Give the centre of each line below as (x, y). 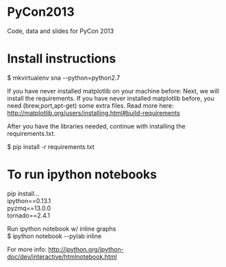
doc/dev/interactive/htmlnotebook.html (62, 256)
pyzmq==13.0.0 (29, 208)
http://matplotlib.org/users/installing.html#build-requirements (93, 113)
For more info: (27, 249)
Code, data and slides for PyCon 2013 (61, 31)
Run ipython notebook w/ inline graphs (62, 229)
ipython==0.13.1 (29, 200)
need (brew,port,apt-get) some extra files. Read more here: (90, 105)
